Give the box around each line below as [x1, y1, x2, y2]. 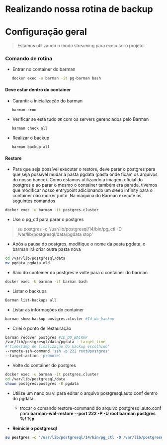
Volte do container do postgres [12, 362, 76, 368]
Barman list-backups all [5, 297, 57, 302]
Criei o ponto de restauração [12, 325, 72, 331]
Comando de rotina [5, 55, 53, 62]
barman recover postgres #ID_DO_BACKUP [5, 335, 88, 340]
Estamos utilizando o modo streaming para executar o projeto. [17, 43, 145, 49]
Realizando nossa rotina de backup [5, 3, 153, 15]
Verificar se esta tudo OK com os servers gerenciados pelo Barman [12, 116, 149, 122]
